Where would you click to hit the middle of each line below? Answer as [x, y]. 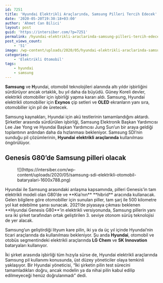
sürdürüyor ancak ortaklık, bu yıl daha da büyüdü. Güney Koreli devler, [75, 92]
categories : [17, 55]
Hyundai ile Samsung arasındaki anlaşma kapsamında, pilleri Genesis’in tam [81, 189]
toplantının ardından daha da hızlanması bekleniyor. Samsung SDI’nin [74, 132]
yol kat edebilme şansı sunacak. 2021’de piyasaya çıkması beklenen [73, 205]
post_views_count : [24, 41]
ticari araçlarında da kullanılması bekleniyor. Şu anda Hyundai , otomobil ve [80, 235]
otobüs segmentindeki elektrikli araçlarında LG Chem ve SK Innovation [76, 240]
